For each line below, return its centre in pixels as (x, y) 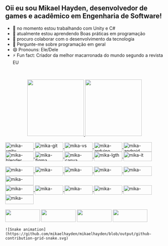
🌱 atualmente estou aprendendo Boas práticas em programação (79, 33)
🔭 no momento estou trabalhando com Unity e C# (64, 28)
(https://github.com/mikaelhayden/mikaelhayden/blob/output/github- (78, 234)
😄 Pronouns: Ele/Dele (35, 49)
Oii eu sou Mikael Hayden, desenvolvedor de (76, 8)
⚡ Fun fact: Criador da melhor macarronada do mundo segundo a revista (88, 55)
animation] (35, 230)
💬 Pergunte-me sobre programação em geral (59, 44)
